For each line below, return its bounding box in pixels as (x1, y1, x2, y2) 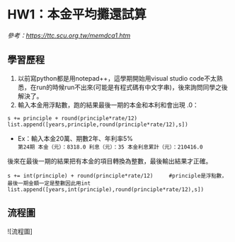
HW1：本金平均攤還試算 (7, 6, 147, 23)
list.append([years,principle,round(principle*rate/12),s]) (7, 121, 189, 128)
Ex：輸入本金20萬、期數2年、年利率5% (17, 134, 133, 142)
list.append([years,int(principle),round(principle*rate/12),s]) (7, 185, 204, 193)
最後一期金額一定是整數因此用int (7, 180, 91, 187)
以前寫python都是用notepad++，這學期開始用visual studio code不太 (17, 74, 217, 82)
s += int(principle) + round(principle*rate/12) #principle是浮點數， (7, 172, 228, 179)
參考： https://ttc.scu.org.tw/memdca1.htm (7, 31, 131, 40)
